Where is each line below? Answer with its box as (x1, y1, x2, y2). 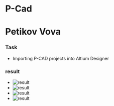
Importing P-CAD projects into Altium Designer (12, 55, 109, 61)
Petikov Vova (5, 26, 61, 38)
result (5, 68, 20, 75)
